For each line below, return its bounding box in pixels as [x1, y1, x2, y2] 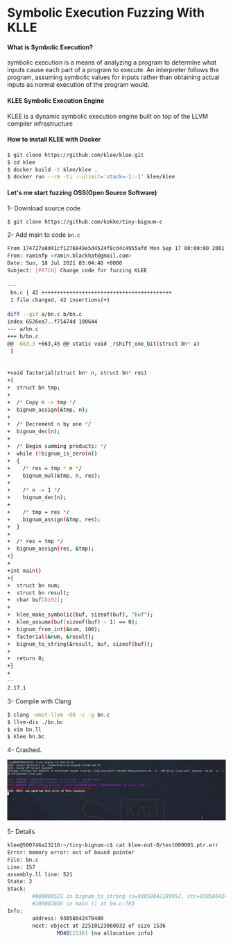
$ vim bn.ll [7, 726, 42, 733]
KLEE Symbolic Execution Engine [7, 96, 105, 105]
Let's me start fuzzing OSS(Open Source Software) [7, 188, 157, 197]
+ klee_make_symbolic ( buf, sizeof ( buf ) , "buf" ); [7, 611, 154, 619]
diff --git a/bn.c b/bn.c [7, 311, 82, 318]
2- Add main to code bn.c [7, 231, 80, 239]
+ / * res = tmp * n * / [7, 465, 82, 471]
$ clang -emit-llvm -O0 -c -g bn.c [7, 711, 110, 718]
